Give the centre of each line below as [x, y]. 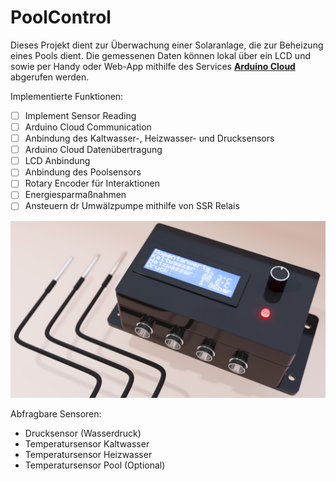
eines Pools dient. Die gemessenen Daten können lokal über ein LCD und [160, 55]
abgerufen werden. [50, 77]
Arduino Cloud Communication [88, 127]
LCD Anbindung [57, 161]
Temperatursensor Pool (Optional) [95, 465]
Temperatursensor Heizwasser [88, 454]
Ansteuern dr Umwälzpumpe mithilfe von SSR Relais [132, 206]
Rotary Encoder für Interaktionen [92, 183]
